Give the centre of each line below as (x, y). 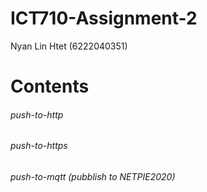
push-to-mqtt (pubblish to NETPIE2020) (93, 176)
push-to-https (39, 146)
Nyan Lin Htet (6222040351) (69, 46)
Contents (50, 86)
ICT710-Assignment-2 (104, 18)
